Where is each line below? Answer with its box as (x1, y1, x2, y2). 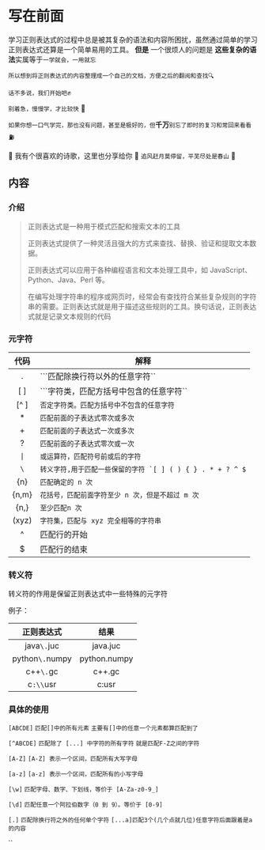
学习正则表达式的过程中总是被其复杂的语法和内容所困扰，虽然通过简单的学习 (8, 35, 258, 44)
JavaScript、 (209, 265, 252, 274)
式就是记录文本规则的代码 (27, 312, 112, 321)
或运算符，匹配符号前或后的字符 (40, 451, 142, 461)
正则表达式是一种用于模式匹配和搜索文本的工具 (27, 221, 180, 231)
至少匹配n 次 (40, 503, 82, 512)
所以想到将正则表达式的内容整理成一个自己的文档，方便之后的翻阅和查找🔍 (8, 72, 214, 80)
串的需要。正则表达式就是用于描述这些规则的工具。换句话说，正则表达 (27, 301, 257, 311)
